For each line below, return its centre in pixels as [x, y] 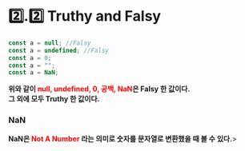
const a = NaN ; [34, 73]
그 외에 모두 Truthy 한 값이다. [54, 99]
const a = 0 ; [30, 58]
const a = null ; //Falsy [50, 43]
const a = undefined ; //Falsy [59, 50]
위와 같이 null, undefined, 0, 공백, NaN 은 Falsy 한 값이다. [99, 89]
